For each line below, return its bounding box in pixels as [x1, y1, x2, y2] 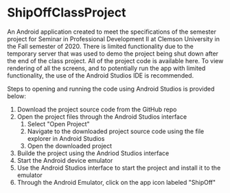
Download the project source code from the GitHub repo [16, 105, 177, 113]
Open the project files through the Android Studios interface [16, 112, 187, 121]
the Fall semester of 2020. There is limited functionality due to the [7, 42, 194, 50]
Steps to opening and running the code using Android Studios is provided [7, 84, 215, 93]
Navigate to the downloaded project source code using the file [27, 127, 205, 135]
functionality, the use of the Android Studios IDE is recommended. [7, 71, 194, 80]
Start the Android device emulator [16, 156, 113, 164]
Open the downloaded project [27, 141, 112, 150]
